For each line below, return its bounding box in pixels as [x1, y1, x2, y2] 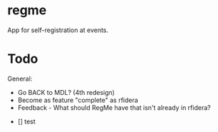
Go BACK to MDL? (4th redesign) [17, 88, 115, 96]
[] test [17, 117, 36, 126]
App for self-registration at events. [7, 26, 109, 34]
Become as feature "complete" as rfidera [17, 96, 139, 104]
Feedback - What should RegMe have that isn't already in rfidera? [17, 103, 212, 112]
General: [7, 74, 33, 83]
